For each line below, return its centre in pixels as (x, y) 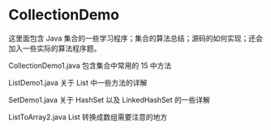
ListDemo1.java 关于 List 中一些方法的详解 (78, 82)
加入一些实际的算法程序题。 (55, 48)
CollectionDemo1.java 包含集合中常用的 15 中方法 (90, 65)
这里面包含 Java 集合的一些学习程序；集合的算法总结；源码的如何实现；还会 (136, 38)
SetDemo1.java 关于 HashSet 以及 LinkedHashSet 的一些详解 (110, 99)
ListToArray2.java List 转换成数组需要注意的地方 (88, 117)
